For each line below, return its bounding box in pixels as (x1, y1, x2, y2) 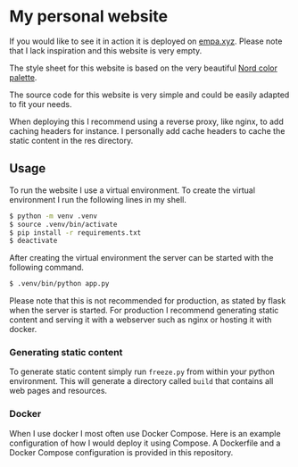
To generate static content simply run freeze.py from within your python (9, 366, 275, 377)
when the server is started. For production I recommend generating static (9, 305, 279, 316)
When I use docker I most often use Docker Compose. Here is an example (9, 428, 281, 438)
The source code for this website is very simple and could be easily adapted (9, 89, 290, 100)
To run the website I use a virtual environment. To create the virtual (9, 185, 256, 196)
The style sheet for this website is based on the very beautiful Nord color (9, 63, 278, 73)
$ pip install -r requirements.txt (9, 228, 142, 238)
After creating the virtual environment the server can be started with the (9, 253, 274, 263)
